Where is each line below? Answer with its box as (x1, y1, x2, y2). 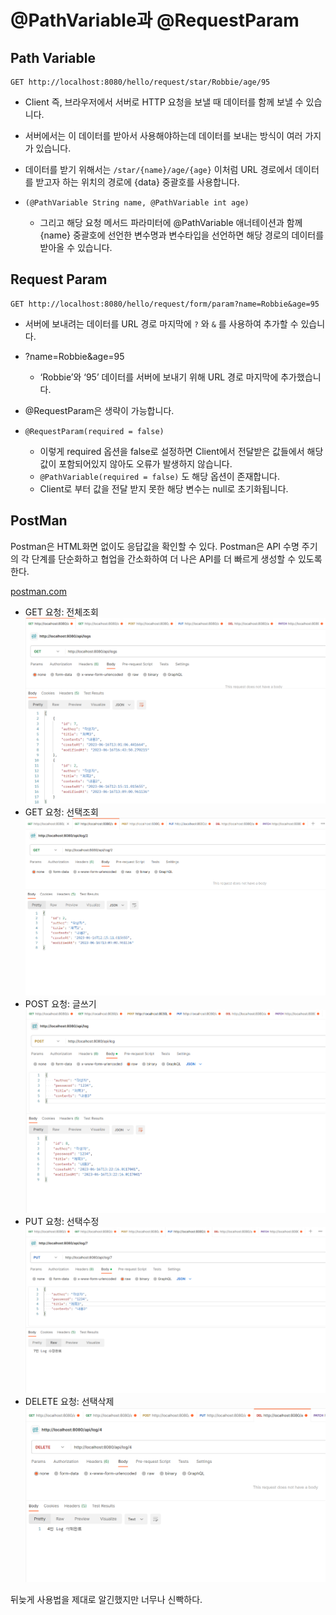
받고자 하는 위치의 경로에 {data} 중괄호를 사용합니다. (35, 176, 240, 188)
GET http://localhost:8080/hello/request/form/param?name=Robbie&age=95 (10, 299, 320, 309)
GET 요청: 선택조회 (24, 806, 99, 818)
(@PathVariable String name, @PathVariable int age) (24, 198, 250, 208)
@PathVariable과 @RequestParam (10, 9, 300, 32)
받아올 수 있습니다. (39, 242, 113, 253)
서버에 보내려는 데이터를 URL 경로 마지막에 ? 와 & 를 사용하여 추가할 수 (24, 317, 299, 330)
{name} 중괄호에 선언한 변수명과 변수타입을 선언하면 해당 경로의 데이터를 (39, 229, 325, 241)
